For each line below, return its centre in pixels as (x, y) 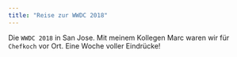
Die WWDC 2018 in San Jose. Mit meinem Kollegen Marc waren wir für (119, 37)
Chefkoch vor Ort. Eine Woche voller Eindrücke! (84, 46)
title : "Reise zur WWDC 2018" (58, 15)
